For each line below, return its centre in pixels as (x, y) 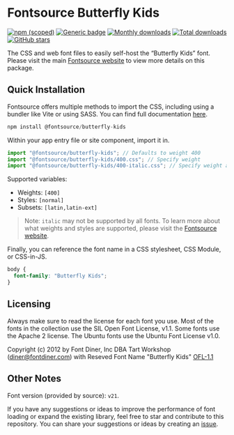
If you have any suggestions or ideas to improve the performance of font (111, 409)
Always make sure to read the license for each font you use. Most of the (111, 321)
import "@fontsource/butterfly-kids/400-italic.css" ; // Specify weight (115, 166)
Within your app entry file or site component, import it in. (88, 140)
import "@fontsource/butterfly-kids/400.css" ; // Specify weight (104, 159)
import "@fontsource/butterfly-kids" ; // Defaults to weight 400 (104, 153)
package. (21, 68)
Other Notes (34, 379)
